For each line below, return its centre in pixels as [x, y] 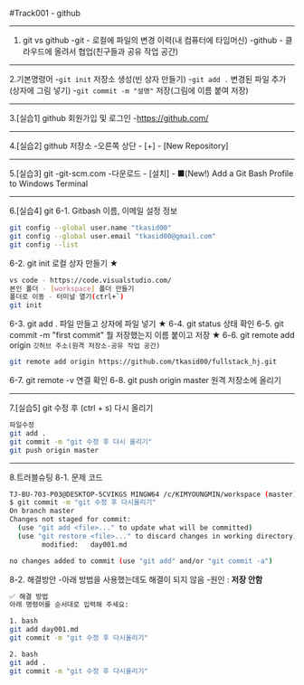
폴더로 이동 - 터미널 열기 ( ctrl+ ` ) [67, 297]
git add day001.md [44, 630]
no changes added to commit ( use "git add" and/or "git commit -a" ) [141, 561]
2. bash [24, 654]
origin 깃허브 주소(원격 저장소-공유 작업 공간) [85, 345]
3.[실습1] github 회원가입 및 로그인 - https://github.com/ [109, 118]
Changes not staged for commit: [70, 520]
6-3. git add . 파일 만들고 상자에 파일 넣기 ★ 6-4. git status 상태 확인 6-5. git [147, 324]
